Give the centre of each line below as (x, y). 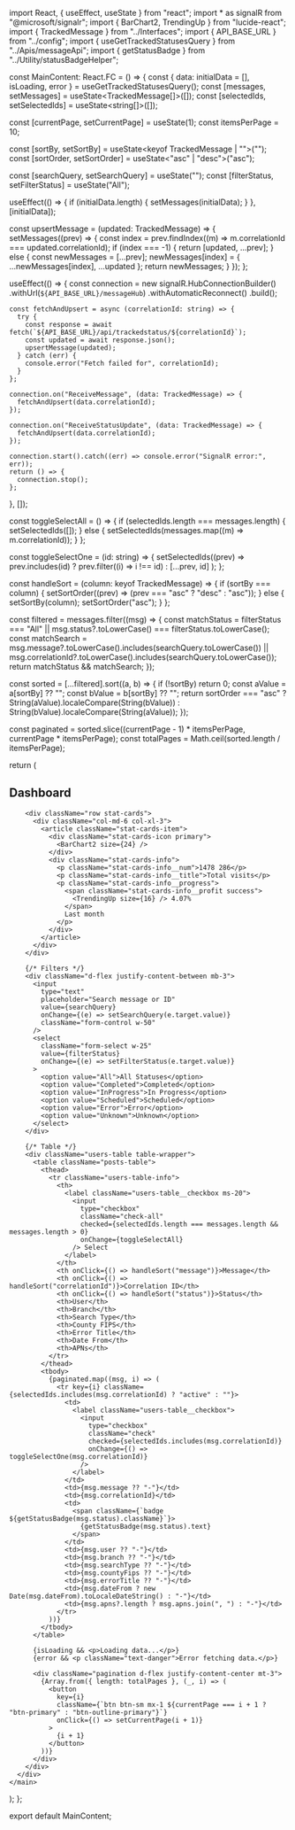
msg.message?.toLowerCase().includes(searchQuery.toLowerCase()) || (139, 647)
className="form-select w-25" (96, 1046)
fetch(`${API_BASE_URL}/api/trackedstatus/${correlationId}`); (128, 332)
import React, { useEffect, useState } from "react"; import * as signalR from (146, 13)
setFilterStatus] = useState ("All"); (69, 185)
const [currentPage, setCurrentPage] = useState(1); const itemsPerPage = (144, 122)
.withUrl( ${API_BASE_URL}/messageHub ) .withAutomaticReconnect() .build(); (144, 293)
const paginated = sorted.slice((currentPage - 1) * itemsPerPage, (127, 729)
